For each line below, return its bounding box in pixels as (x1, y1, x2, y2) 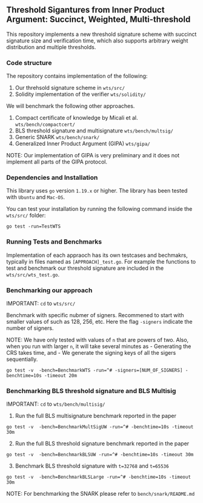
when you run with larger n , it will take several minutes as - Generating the (6, 343, 191, 350)
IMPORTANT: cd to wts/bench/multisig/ (6, 400, 105, 408)
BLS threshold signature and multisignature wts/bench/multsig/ (15, 127, 174, 134)
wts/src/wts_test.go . (6, 270, 60, 278)
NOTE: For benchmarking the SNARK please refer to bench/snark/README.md (6, 490, 195, 498)
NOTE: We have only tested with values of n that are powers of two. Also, (6, 337, 189, 343)
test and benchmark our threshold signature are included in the (6, 264, 164, 272)
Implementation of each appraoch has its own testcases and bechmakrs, (6, 251, 188, 259)
